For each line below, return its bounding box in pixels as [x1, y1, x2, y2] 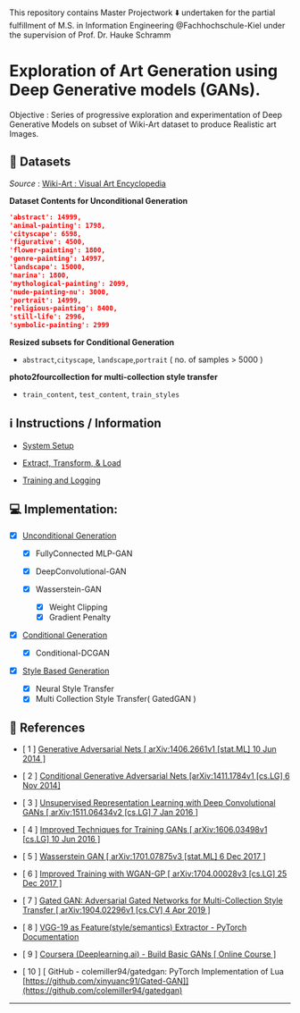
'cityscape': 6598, [9, 229, 82, 239]
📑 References [9, 720, 86, 735]
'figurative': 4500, [9, 238, 87, 247]
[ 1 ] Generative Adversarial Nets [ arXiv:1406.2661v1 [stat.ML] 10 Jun [21, 744, 277, 755]
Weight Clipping [48, 602, 108, 612]
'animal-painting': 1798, [9, 221, 105, 230]
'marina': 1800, [9, 271, 70, 280]
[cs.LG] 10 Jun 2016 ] [21, 834, 101, 845]
